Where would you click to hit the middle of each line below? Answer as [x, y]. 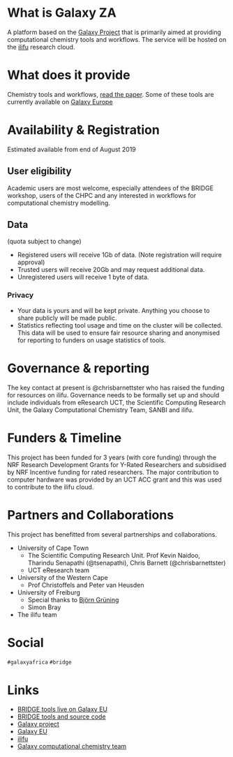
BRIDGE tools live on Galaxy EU [62, 710]
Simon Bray [44, 607]
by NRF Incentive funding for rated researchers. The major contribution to [113, 472]
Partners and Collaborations [91, 515]
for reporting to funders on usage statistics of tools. [91, 340]
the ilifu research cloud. [41, 47]
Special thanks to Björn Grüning [73, 599]
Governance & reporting [78, 368]
